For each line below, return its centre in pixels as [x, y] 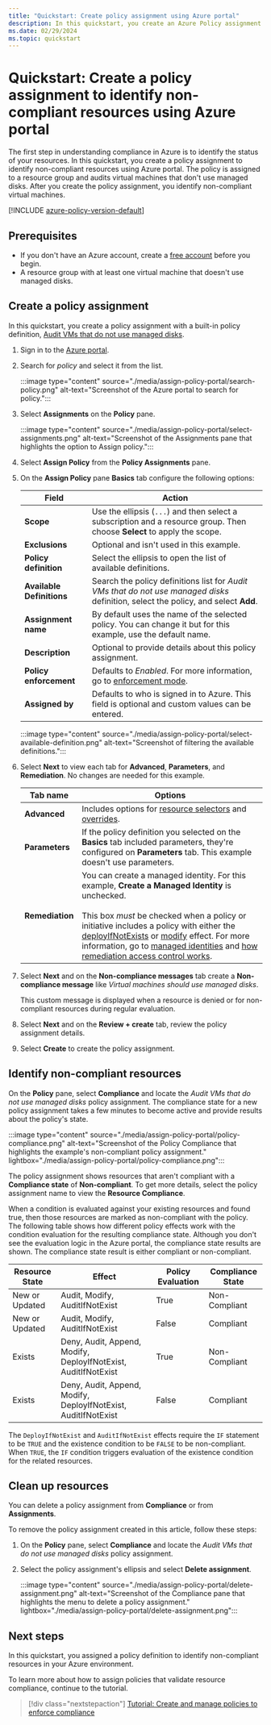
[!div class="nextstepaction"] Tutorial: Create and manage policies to [143, 1704]
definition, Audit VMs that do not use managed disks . [96, 334]
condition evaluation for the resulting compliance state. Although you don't [132, 1234]
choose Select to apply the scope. [156, 531]
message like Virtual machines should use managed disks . [160, 984]
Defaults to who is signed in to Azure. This [171, 694]
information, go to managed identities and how [170, 946]
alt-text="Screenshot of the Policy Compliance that [152, 1143]
